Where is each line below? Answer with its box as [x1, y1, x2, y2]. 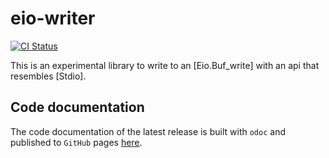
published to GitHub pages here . [10, 136, 143, 148]
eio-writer [10, 7, 96, 30]
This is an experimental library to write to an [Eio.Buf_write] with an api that [10, 59, 320, 71]
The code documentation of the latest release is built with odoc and [10, 125, 286, 137]
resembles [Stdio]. [10, 70, 87, 82]
